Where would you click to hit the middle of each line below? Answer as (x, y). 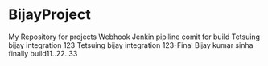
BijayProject (49, 15)
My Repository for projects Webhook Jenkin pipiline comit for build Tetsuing (134, 37)
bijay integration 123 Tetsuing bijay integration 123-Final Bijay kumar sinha (131, 45)
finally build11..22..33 (43, 53)
